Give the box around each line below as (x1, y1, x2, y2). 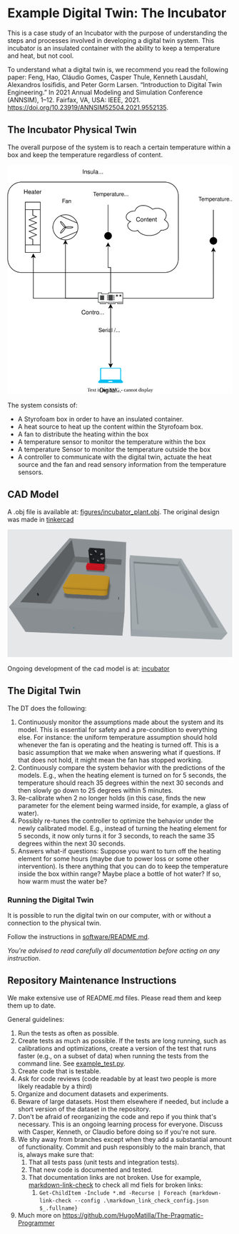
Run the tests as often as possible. (17, 1028, 119, 1037)
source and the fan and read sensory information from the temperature (17, 460, 227, 468)
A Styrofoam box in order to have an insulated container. (17, 414, 184, 423)
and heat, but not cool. (7, 51, 74, 60)
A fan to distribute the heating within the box (17, 430, 149, 438)
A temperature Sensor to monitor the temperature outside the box (17, 445, 211, 453)
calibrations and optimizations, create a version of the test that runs (17, 1044, 217, 1053)
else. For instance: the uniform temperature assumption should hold (17, 733, 218, 741)
